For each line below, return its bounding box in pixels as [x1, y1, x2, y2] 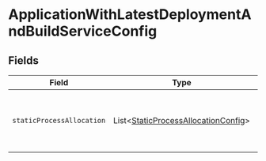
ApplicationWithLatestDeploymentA [8, 6, 252, 24]
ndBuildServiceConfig [8, 22, 158, 40]
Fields [8, 54, 40, 67]
